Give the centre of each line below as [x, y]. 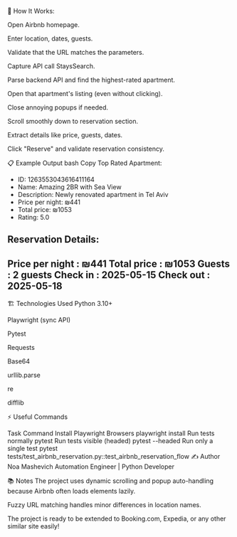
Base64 [19, 361]
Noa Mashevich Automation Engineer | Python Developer [91, 467]
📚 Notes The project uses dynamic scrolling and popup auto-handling [111, 481]
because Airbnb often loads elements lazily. [72, 491]
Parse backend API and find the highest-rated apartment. [91, 80]
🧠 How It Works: [31, 11]
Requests [21, 348]
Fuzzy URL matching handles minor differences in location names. [104, 505]
